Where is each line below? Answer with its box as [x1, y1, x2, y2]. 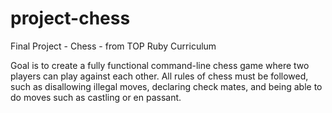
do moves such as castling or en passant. [10, 91, 182, 103]
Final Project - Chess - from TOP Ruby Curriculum [10, 40, 217, 52]
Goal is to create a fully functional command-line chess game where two [10, 59, 310, 71]
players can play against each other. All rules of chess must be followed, [10, 70, 309, 82]
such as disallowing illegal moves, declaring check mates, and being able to [10, 80, 323, 92]
